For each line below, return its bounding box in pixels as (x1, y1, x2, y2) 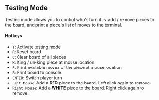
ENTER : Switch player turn (12, 75, 62, 81)
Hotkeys (5, 33, 23, 39)
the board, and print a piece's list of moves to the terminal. (5, 22, 123, 28)
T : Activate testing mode (12, 44, 61, 50)
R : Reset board (12, 49, 41, 55)
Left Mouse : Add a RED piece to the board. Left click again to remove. (12, 80, 151, 86)
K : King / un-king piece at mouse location (12, 59, 95, 65)
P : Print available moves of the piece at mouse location (12, 65, 122, 70)
